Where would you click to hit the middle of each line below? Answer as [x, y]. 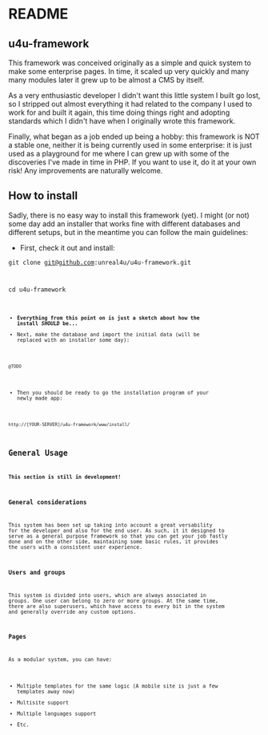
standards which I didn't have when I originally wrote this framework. [122, 121]
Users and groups [37, 572]
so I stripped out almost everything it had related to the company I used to [130, 104]
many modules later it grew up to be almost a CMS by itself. [106, 80]
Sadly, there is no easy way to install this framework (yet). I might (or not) [129, 215]
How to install [43, 196]
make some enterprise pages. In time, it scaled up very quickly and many [129, 71]
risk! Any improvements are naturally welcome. [86, 171]
